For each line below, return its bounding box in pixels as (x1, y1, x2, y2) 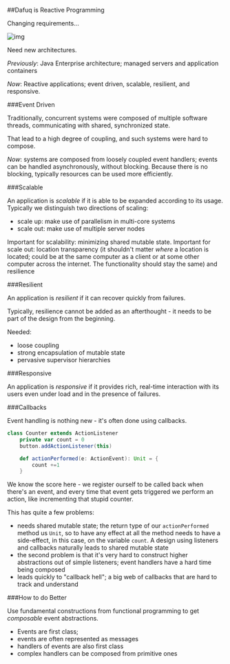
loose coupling (17, 341, 60, 349)
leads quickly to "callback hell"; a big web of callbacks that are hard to (17, 573, 218, 581)
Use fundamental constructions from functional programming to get (7, 607, 200, 615)
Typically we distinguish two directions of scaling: (7, 204, 149, 212)
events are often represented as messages (17, 635, 139, 643)
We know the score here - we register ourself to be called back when (7, 480, 204, 488)
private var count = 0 (19, 436, 85, 443)
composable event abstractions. (7, 614, 98, 623)
